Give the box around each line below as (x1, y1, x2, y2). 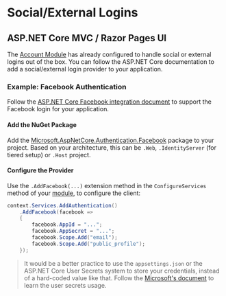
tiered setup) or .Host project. (7, 150, 91, 159)
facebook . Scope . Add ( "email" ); (32, 234, 118, 241)
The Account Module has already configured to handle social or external (7, 50, 212, 58)
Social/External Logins (7, 5, 138, 21)
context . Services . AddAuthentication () (7, 202, 118, 209)
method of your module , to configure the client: (7, 189, 141, 197)
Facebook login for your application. (7, 105, 110, 113)
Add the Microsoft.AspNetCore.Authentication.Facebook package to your (7, 136, 214, 144)
